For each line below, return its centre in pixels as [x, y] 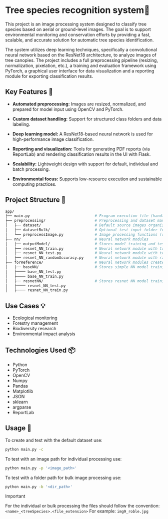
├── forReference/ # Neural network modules [77, 262]
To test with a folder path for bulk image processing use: [63, 478]
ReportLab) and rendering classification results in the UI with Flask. [81, 154]
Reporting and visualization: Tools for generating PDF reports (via [81, 149]
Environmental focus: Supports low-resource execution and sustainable [87, 179]
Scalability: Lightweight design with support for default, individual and [85, 164]
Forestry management [35, 323]
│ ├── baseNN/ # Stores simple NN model [77, 267]
